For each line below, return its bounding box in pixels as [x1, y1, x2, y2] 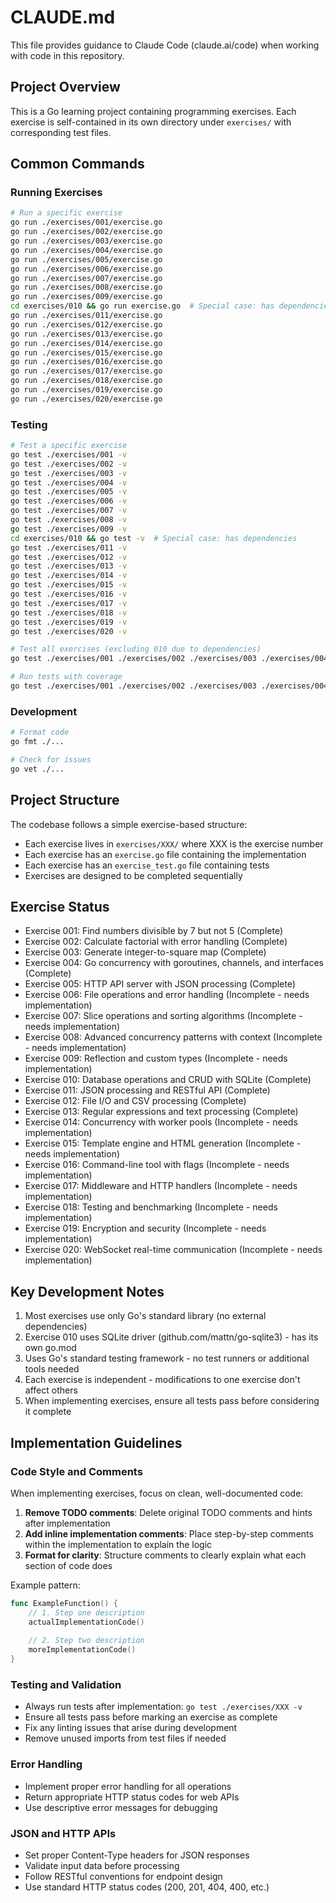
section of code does [24, 1559, 113, 1571]
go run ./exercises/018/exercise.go [10, 376, 163, 386]
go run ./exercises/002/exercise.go [10, 227, 163, 237]
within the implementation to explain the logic [24, 1538, 213, 1550]
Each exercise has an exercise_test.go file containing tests [24, 859, 270, 871]
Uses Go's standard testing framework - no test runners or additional [24, 1352, 310, 1365]
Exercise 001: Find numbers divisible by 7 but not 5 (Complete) [24, 925, 284, 937]
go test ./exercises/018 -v [10, 607, 128, 618]
